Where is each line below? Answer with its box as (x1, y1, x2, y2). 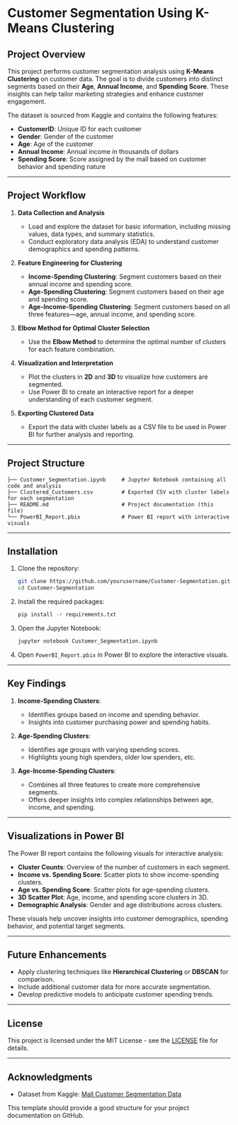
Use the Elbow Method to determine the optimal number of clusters (28, 337, 227, 345)
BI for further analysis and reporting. (28, 430, 135, 438)
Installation (7, 545, 58, 558)
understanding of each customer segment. (28, 395, 154, 404)
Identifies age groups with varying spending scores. (28, 745, 181, 753)
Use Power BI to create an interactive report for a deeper (28, 387, 194, 396)
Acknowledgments (7, 1071, 93, 1083)
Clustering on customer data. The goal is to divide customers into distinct (7, 74, 223, 83)
